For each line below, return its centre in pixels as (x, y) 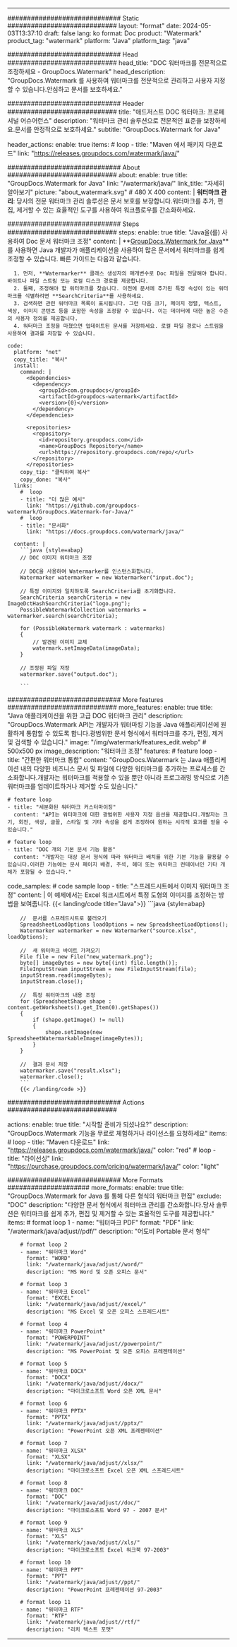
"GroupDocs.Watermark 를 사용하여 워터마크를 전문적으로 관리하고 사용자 (110, 81)
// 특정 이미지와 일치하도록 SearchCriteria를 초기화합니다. (98, 591)
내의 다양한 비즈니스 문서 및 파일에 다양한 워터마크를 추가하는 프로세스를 (119, 768)
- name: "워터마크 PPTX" (53, 1411)
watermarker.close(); (51, 1077)
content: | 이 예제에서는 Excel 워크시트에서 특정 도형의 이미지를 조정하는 (117, 895)
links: (23, 486)
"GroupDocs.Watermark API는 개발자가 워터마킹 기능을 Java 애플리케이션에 (113, 724)
